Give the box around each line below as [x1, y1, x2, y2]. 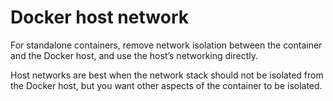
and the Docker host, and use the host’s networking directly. [10, 49, 259, 61]
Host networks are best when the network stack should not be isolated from [10, 69, 324, 81]
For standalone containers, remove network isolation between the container [10, 39, 323, 51]
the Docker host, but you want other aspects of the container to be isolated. [10, 79, 323, 91]
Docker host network [10, 6, 189, 29]
